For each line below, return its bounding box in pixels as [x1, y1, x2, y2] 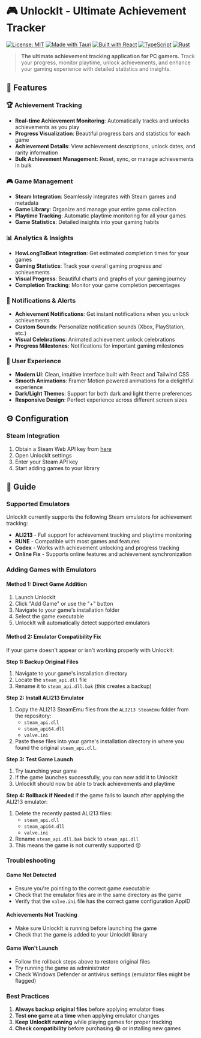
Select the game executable [14, 613, 85, 620]
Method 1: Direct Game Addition [6, 580, 88, 588]
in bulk [14, 161, 32, 169]
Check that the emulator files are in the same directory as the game [14, 891, 182, 898]
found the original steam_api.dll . [14, 744, 97, 751]
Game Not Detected [6, 871, 56, 879]
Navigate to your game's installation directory [14, 669, 128, 677]
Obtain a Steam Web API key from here [14, 445, 112, 453]
